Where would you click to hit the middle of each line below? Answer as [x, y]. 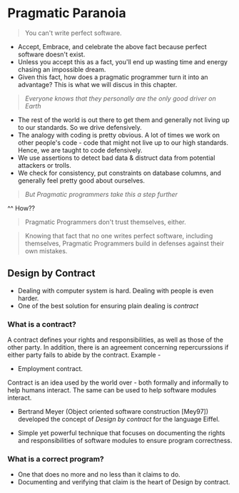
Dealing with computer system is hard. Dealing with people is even [116, 290]
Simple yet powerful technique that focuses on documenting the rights [121, 433]
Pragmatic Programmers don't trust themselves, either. [106, 222]
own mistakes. [46, 250]
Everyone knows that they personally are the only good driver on [120, 98]
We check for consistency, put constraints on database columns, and [119, 173]
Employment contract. [50, 369]
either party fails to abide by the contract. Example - [84, 355]
